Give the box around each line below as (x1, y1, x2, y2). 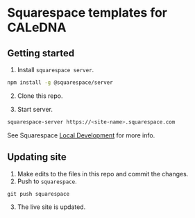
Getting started (7, 47, 75, 59)
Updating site (7, 151, 67, 163)
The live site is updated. (17, 203, 86, 211)
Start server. (17, 105, 53, 113)
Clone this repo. (17, 92, 63, 100)
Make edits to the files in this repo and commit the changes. (17, 169, 189, 178)
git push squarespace (7, 190, 70, 197)
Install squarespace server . (17, 66, 94, 74)
